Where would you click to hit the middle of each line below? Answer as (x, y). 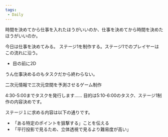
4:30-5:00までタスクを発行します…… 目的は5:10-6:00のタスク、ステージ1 (81, 95)
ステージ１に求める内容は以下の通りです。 (49, 112)
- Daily (15, 15)
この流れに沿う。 (23, 53)
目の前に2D (24, 63)
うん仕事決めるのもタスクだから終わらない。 (51, 74)
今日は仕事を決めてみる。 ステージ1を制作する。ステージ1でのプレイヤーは (82, 46)
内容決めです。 (29, 101)
